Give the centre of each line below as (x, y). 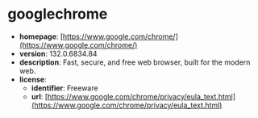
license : (33, 79)
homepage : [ (41, 36)
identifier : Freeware (64, 88)
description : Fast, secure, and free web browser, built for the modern (135, 62)
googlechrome (58, 14)
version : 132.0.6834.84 (58, 53)
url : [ (40, 96)
